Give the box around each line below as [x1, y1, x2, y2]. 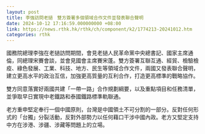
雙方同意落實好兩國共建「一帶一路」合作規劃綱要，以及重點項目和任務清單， [6, 85, 199, 92]
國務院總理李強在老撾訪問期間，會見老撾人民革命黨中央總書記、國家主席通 [6, 50, 193, 57]
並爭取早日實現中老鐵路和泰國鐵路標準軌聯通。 [6, 93, 124, 100]
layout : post [6, 9, 40, 15]
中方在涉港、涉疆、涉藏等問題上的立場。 [6, 121, 108, 128]
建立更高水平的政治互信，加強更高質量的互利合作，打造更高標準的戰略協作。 [6, 72, 199, 80]
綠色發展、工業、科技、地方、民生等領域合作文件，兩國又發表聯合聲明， [16, 65, 199, 72]
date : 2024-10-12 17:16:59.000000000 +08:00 [6, 20, 121, 26]
